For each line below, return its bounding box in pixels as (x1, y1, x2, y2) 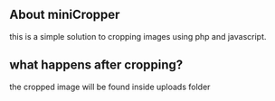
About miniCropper (9, 7, 120, 23)
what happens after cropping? (9, 58, 184, 73)
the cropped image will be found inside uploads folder (9, 81, 211, 92)
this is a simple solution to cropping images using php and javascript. (9, 31, 267, 41)
